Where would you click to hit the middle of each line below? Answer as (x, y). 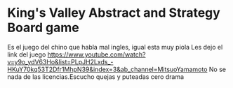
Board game (43, 28)
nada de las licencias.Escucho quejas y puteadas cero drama (96, 76)
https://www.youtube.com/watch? (96, 54)
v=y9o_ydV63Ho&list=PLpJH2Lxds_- (60, 61)
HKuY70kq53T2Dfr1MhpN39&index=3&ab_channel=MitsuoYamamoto (107, 69)
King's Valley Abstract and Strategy (114, 13)
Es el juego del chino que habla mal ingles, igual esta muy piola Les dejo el (115, 47)
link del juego (27, 54)
